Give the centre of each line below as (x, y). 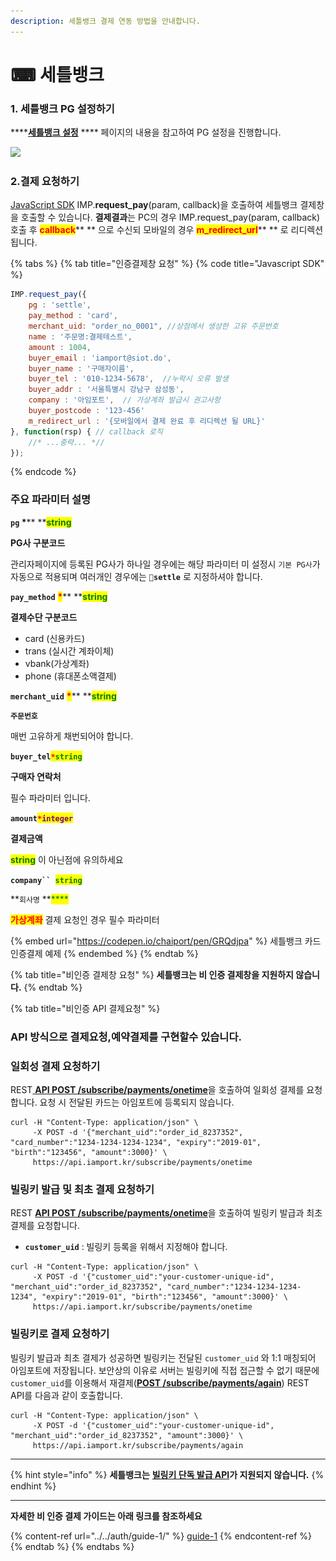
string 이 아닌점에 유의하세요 (67, 859)
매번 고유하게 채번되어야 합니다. (72, 736)
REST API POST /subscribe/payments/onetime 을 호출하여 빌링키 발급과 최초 (166, 1213)
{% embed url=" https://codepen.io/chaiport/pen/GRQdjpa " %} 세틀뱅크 (156, 941)
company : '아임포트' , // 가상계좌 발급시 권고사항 (124, 400)
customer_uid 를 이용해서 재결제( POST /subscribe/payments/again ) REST (160, 1382)
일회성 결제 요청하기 (55, 1066)
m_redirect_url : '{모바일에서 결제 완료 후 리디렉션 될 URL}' (147, 421)
